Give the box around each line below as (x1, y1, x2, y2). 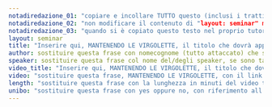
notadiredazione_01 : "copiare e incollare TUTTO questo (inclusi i (8, 11, 241, 20)
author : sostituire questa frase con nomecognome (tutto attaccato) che (8, 49, 259, 57)
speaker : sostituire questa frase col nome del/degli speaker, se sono (8, 57, 255, 65)
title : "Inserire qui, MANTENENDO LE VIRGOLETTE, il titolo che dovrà (8, 42, 252, 50)
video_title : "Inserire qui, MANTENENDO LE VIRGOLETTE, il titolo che (8, 64, 252, 72)
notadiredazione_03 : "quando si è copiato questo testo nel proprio (8, 27, 244, 35)
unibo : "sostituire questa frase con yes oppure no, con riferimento (8, 86, 249, 95)
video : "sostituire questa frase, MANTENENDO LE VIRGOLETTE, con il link (8, 72, 263, 80)
